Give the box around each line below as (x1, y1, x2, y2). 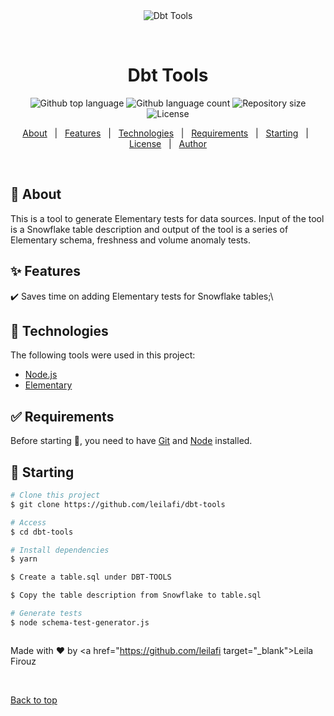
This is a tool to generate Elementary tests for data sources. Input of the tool (10, 212, 325, 224)
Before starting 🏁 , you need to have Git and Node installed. (10, 435, 253, 447)
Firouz (10, 655, 37, 667)
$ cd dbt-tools (10, 527, 74, 537)
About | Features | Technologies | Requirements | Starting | (22, 127, 309, 139)
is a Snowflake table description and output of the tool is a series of (10, 223, 289, 235)
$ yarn (10, 554, 38, 564)
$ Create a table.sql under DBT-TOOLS (10, 572, 172, 583)
